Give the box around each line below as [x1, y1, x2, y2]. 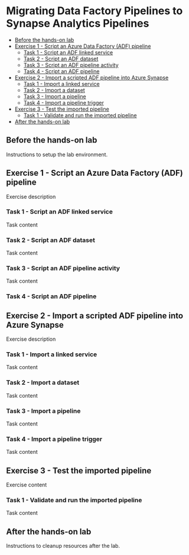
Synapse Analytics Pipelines [6, 17, 149, 30]
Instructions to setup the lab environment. [6, 151, 108, 158]
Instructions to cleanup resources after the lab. [6, 543, 120, 550]
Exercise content [6, 481, 47, 489]
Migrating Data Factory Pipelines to [6, 4, 183, 18]
